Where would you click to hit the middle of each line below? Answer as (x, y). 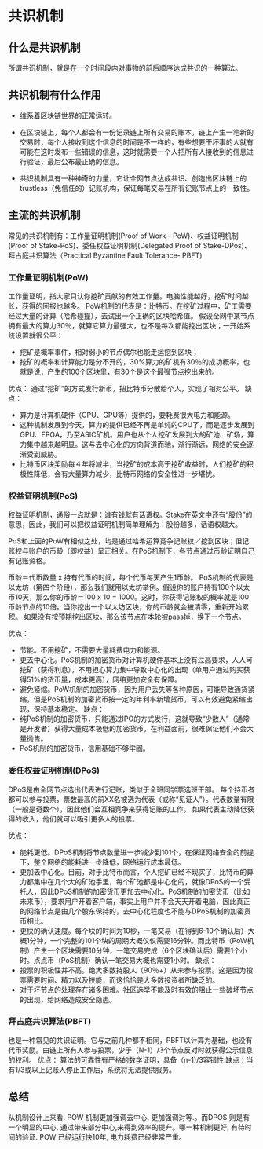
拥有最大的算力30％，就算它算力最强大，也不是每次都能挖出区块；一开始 (126, 325)
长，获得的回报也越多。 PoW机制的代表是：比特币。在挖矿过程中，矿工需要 (130, 306)
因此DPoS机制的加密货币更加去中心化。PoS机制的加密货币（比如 (145, 891)
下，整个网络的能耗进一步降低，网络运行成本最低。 (102, 862)
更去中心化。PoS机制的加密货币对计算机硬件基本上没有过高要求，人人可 (136, 660)
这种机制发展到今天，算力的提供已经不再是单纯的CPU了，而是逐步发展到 (137, 424)
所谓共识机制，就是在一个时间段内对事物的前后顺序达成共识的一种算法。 (125, 68)
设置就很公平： (39, 335)
